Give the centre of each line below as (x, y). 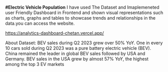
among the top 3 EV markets (35, 64)
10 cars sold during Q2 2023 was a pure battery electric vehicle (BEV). (78, 48)
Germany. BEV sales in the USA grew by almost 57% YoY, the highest (77, 59)
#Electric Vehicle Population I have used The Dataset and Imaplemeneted (82, 7)
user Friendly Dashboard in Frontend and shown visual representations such (84, 13)
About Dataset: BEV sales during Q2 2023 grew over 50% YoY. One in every (84, 43)
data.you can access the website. (40, 23)
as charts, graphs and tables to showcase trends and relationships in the (80, 18)
